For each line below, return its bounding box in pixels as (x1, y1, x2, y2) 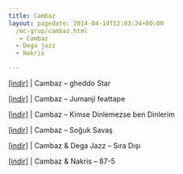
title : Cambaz (8, 11, 56, 20)
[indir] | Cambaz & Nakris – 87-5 (8, 156, 115, 166)
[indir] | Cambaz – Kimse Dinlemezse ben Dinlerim (8, 110, 176, 119)
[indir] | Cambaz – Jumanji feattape (8, 94, 126, 103)
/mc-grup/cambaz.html (15, 27, 89, 35)
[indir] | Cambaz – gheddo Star (8, 78, 111, 88)
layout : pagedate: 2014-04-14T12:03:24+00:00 (8, 19, 164, 27)
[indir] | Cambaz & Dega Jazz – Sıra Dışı (8, 141, 141, 150)
